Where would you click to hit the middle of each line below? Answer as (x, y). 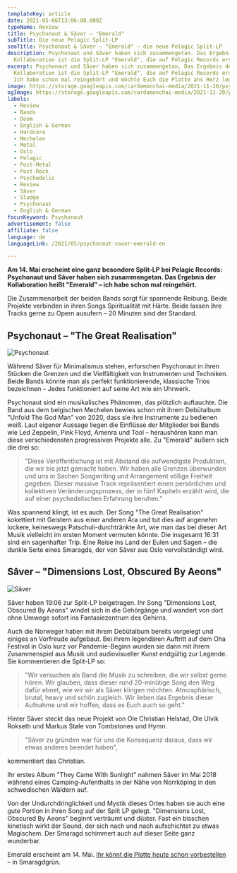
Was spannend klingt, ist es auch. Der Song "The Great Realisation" (105, 512)
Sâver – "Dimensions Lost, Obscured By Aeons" (115, 572)
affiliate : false (33, 230)
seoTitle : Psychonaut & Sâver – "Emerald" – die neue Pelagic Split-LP (115, 47)
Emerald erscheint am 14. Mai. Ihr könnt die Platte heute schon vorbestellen (117, 854)
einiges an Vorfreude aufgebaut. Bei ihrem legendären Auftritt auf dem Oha (116, 639)
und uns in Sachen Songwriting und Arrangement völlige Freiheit (119, 476)
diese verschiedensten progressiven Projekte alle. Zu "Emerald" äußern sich (118, 440)
